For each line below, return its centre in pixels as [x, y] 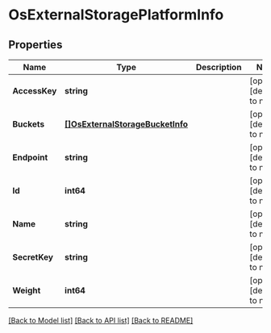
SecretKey [33, 257]
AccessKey [35, 91]
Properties [35, 45]
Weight [27, 290]
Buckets [29, 124]
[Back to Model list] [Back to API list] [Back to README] [101, 321]
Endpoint [30, 157]
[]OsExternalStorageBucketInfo [126, 124]
